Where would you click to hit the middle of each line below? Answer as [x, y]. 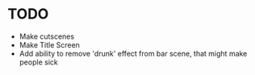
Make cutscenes [46, 36]
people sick [38, 62]
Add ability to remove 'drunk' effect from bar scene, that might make [133, 53]
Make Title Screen [49, 44]
